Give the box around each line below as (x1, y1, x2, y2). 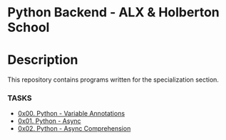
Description (7, 52, 78, 68)
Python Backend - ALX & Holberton (7, 4, 220, 21)
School (7, 19, 50, 36)
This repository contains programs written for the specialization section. (7, 75, 220, 84)
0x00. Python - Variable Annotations (17, 109, 125, 118)
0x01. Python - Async (17, 117, 81, 125)
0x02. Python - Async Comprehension (17, 124, 131, 133)
